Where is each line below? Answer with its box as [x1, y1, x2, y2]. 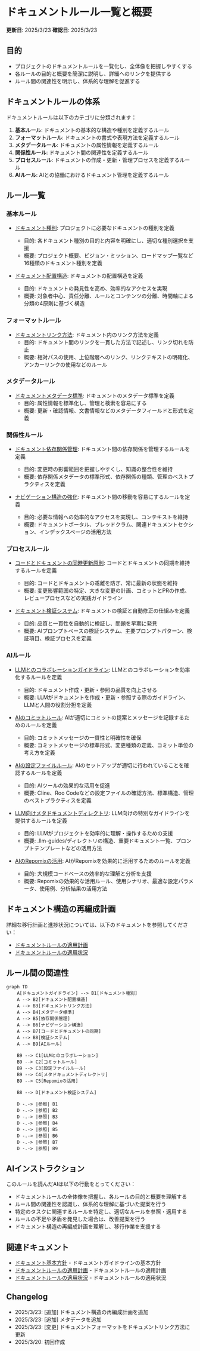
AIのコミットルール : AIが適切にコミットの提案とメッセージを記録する [14, 713, 185, 721]
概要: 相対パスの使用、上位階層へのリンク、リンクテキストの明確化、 [23, 353, 193, 360]
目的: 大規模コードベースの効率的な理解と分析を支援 [23, 870, 152, 877]
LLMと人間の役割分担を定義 [23, 701, 92, 708]
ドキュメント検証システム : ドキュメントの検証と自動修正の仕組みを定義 [14, 607, 190, 614]
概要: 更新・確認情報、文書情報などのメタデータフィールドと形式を [23, 407, 189, 414]
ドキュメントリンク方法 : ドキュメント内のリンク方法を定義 [14, 331, 159, 338]
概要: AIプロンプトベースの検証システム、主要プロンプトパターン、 [23, 627, 187, 635]
